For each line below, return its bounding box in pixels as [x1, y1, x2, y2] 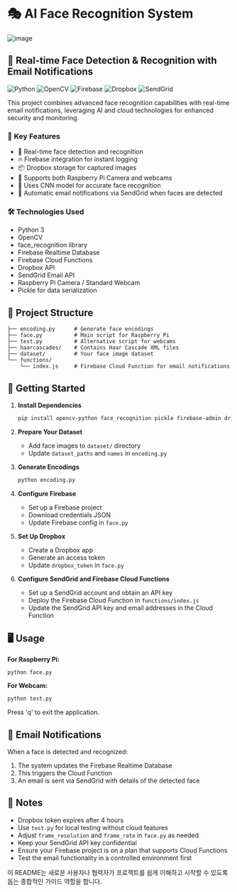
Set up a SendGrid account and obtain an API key [28, 588, 173, 597]
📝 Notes [7, 797, 43, 809]
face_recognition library [17, 241, 87, 249]
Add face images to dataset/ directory [28, 441, 141, 450]
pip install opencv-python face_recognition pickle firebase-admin [17, 414, 221, 421]
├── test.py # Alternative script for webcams [7, 338, 176, 345]
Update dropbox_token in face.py [28, 561, 124, 569]
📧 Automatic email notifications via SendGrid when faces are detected [17, 189, 223, 198]
